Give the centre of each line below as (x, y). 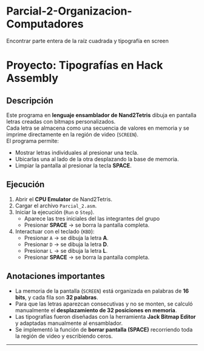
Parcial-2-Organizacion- (69, 11)
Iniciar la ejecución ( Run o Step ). (55, 212)
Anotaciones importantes (56, 276)
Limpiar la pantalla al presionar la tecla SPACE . (73, 165)
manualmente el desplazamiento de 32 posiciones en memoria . (96, 310)
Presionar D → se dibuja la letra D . (66, 244)
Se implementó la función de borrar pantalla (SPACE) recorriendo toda (104, 329)
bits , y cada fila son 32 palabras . (56, 297)
